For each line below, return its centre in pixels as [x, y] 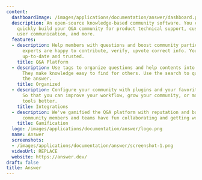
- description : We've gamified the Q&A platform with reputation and [100, 112]
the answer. [37, 79]
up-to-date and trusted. [53, 56]
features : [24, 40]
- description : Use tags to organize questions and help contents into [103, 67]
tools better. [40, 101]
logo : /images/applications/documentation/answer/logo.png [87, 129]
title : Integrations [43, 106]
